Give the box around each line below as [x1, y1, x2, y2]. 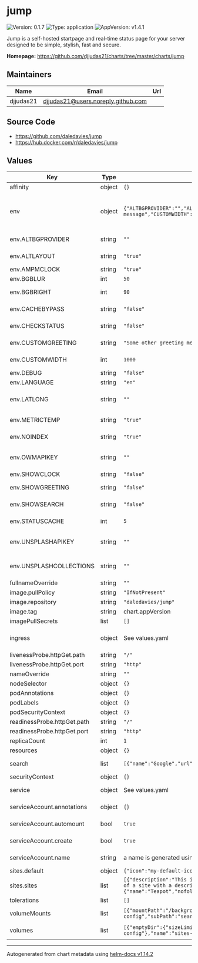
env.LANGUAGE [9, 378, 54, 387]
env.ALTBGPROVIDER [9, 235, 70, 243]
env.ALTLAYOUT [9, 252, 56, 260]
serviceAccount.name [9, 854, 70, 862]
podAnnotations [9, 689, 54, 697]
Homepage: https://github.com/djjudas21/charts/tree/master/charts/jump [6, 52, 184, 59]
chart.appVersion [123, 608, 171, 616]
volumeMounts [9, 910, 51, 918]
